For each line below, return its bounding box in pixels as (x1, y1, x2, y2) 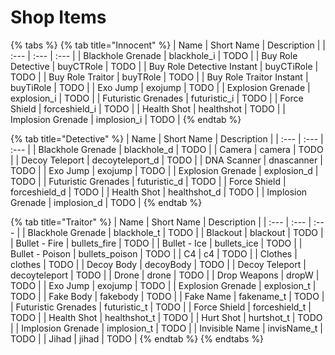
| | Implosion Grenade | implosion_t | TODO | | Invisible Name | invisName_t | (10, 322, 323, 334)
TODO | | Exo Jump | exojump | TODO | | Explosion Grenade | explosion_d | (10, 164, 319, 176)
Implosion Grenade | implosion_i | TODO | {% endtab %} (10, 113, 242, 125)
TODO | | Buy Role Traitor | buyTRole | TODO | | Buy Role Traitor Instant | (10, 71, 309, 83)
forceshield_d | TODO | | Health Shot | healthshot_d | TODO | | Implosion (10, 186, 308, 198)
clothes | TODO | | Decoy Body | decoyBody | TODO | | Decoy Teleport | (10, 258, 307, 270)
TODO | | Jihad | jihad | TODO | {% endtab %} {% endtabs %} (10, 332, 265, 345)
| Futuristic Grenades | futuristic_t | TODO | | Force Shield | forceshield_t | (10, 301, 312, 313)
